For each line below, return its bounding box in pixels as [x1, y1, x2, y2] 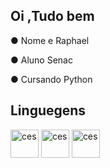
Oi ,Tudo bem [10, 8, 95, 25]
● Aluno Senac [10, 54, 73, 66]
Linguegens [10, 102, 87, 119]
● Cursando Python [10, 73, 93, 85]
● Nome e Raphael [10, 34, 90, 46]
